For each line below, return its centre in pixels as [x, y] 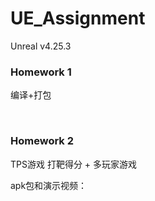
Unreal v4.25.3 [41, 46]
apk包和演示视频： [49, 185]
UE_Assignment [78, 18]
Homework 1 [41, 72]
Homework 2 [42, 141]
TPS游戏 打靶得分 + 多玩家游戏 [74, 164]
